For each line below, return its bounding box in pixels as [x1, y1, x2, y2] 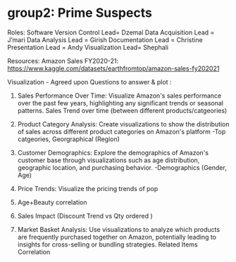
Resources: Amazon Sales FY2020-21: [7, 56, 118, 65]
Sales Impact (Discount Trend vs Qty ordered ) [17, 211, 153, 220]
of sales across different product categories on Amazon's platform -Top [17, 127, 226, 136]
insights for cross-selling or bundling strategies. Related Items [17, 240, 199, 249]
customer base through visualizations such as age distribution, [17, 156, 200, 164]
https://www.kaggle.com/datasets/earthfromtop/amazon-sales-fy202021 [7, 64, 220, 72]
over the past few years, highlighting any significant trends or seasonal [17, 98, 224, 107]
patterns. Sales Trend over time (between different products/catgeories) [17, 106, 228, 114]
